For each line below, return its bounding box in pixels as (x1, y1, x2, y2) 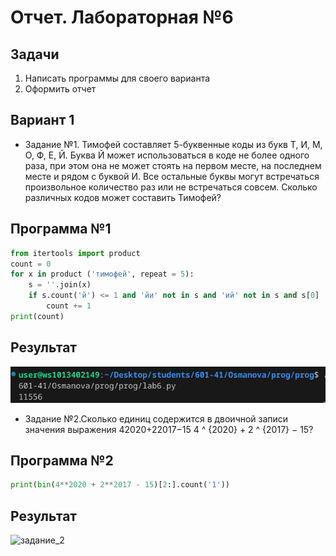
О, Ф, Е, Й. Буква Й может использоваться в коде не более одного (24, 149, 310, 161)
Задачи (10, 46, 60, 63)
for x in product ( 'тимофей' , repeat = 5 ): (10, 269, 195, 280)
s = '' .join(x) (28, 280, 92, 290)
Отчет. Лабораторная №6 (10, 6, 234, 29)
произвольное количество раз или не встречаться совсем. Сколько (24, 181, 318, 193)
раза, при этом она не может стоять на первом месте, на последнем (24, 159, 322, 171)
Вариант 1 (10, 112, 75, 129)
